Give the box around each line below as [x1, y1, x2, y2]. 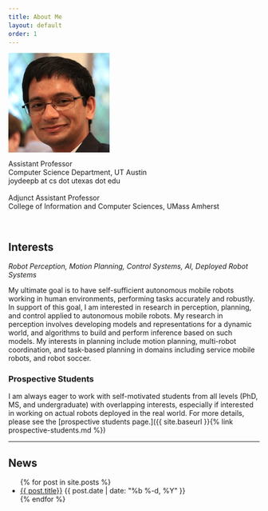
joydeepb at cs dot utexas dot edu [8, 176, 121, 186]
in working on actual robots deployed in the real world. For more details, [8, 409, 245, 418]
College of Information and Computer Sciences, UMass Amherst [8, 202, 219, 211]
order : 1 [8, 30, 37, 38]
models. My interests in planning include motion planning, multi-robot [8, 337, 237, 346]
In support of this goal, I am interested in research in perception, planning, [8, 302, 252, 312]
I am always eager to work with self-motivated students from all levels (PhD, [8, 392, 258, 401]
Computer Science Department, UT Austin [8, 168, 148, 178]
